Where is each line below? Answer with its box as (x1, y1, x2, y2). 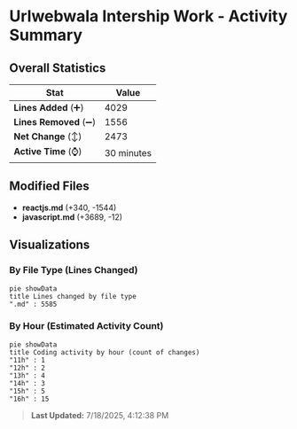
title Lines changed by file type (9, 292, 137, 300)
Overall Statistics (9, 60, 106, 75)
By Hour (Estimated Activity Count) (9, 320, 164, 332)
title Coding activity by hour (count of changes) (9, 347, 200, 356)
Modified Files (9, 179, 90, 194)
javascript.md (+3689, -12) (21, 211, 122, 222)
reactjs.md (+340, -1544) (21, 202, 117, 213)
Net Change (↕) (13, 130, 82, 143)
